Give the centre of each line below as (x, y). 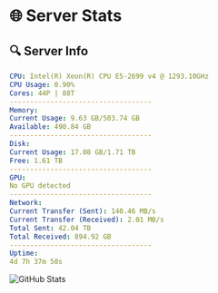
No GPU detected (40, 186)
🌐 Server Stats (66, 16)
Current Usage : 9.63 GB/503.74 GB (75, 119)
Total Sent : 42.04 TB (50, 228)
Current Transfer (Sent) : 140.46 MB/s (83, 211)
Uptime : (24, 254)
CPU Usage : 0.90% (42, 84)
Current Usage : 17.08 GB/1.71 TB (73, 152)
